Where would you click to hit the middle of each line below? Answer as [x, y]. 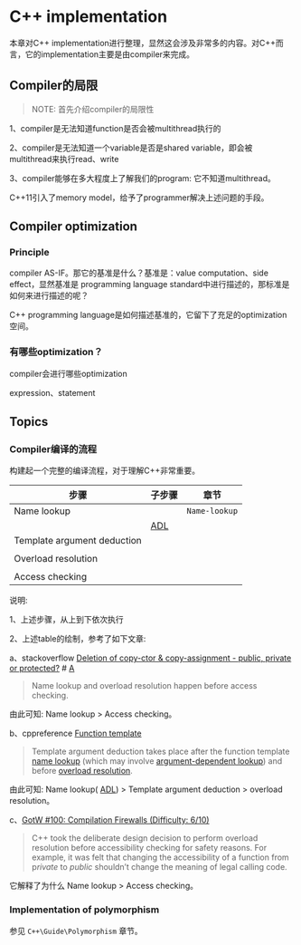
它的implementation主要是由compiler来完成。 [110, 54]
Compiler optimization [74, 227]
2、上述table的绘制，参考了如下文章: [78, 639]
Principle [29, 253]
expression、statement [52, 392]
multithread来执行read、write [64, 159]
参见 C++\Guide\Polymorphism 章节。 [76, 931]
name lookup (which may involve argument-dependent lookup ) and [157, 761]
